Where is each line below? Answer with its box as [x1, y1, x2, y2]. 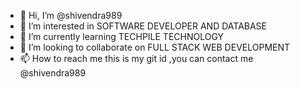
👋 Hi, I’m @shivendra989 [19, 10, 123, 21]
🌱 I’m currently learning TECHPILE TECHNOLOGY [19, 31, 225, 42]
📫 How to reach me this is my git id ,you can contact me [19, 53, 254, 64]
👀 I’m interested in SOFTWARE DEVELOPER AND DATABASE [19, 20, 268, 32]
